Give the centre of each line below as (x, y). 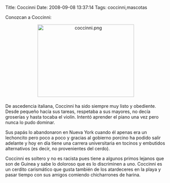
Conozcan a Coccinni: (29, 17)
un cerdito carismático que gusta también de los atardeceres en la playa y (83, 169)
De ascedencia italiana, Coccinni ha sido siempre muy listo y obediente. (81, 106)
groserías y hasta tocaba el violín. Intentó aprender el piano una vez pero (82, 117)
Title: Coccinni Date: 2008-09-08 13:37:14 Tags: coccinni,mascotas (76, 7)
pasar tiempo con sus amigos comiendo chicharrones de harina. (73, 175)
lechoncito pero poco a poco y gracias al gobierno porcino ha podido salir (83, 138)
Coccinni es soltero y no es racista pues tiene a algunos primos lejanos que (85, 158)
